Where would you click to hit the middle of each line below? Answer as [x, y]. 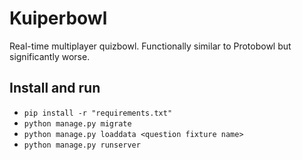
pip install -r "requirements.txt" [98, 113]
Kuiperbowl [58, 18]
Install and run [55, 88]
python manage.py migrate [77, 123]
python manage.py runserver [82, 145]
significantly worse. [50, 56]
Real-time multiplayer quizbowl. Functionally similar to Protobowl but [150, 46]
